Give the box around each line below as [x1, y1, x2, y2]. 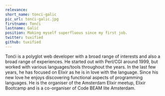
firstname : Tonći [5, 21, 41, 26]
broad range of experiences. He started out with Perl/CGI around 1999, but [5, 58, 158, 65]
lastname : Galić [5, 26, 39, 31]
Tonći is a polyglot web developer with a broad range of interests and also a [5, 53, 161, 59]
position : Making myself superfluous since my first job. [5, 30, 128, 35]
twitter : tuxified [5, 35, 43, 40]
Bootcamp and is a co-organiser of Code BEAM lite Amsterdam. [5, 85, 136, 91]
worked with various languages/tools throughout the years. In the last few [5, 64, 156, 70]
